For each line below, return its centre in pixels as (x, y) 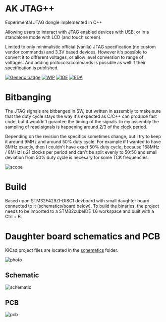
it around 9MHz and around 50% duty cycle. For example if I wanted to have (83, 141)
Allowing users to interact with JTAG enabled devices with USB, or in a (77, 32)
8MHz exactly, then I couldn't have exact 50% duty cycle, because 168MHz (82, 147)
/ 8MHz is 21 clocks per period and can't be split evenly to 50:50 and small (81, 152)
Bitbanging (28, 97)
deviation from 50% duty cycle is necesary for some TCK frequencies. (77, 157)
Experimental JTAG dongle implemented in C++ (54, 22)
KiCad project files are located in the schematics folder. (62, 250)
